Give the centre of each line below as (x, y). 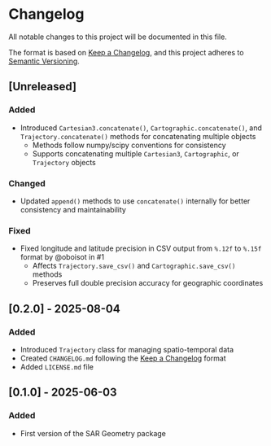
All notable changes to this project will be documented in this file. (118, 37)
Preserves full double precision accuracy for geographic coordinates (148, 283)
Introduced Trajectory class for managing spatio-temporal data (127, 349)
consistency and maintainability (73, 209)
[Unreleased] (43, 87)
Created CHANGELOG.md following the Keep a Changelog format (123, 358)
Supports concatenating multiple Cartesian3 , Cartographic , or (136, 153)
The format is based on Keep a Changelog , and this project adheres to (126, 52)
